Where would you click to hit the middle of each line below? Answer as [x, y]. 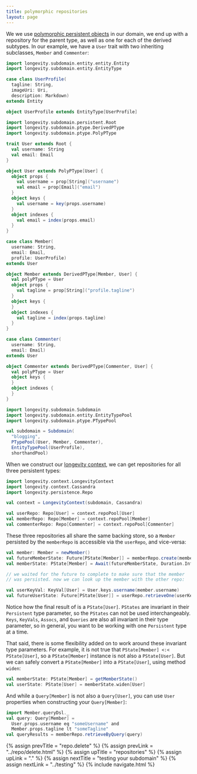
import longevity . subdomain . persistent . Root [61, 122]
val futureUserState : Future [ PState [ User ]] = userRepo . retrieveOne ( [91, 596]
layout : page [22, 17]
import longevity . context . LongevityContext [60, 481]
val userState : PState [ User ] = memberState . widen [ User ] [76, 684]
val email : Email [33, 155]
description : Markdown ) [40, 96]
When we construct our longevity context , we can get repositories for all [94, 464]
